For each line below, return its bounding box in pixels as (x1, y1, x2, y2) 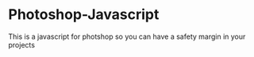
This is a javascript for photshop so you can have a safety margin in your (8, 32, 246, 41)
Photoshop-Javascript (8, 6, 160, 24)
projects (8, 40, 36, 49)
